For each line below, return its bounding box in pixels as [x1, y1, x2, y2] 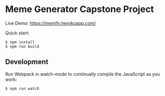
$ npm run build [5, 44, 39, 49]
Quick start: [5, 30, 29, 36]
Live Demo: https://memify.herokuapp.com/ [5, 20, 96, 26]
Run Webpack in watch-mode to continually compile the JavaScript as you [5, 71, 160, 77]
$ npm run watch [5, 86, 39, 91]
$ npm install [5, 39, 35, 45]
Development [5, 58, 49, 66]
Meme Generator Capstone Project [5, 4, 154, 15]
